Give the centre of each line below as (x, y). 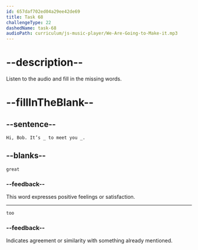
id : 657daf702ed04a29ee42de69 (43, 11)
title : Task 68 (25, 17)
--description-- (45, 63)
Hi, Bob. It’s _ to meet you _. (46, 138)
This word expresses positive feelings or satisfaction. (71, 197)
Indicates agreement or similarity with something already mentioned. (89, 241)
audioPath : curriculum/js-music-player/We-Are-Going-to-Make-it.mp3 (92, 34)
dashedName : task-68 (32, 28)
